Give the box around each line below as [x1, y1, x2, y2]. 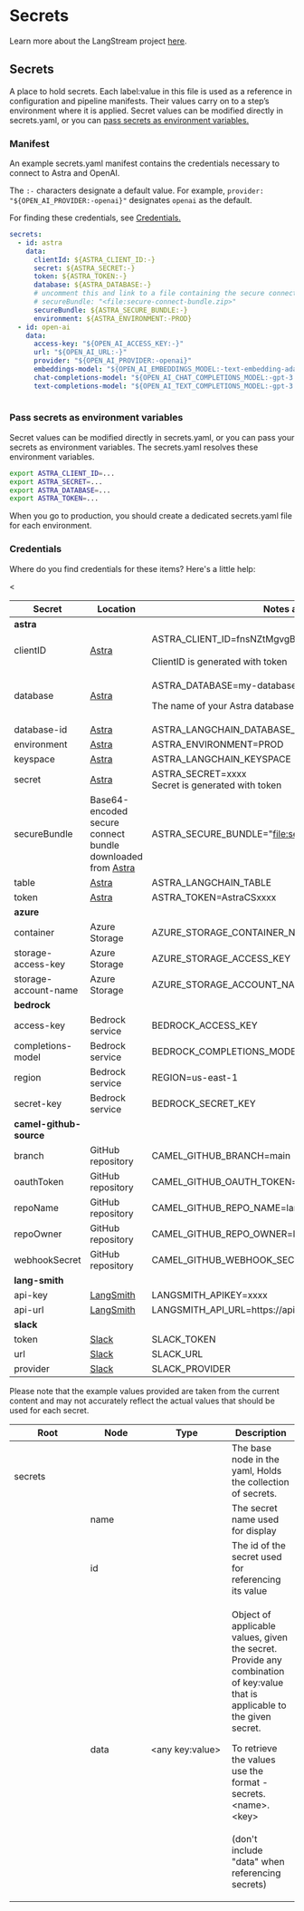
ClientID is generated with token [151, 655, 288, 667]
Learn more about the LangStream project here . [9, 35, 187, 46]
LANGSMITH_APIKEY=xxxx [151, 1288, 269, 1301]
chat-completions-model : [33, 373, 128, 382]
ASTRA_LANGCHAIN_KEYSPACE [151, 752, 291, 765]
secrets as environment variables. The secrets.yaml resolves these [9, 441, 259, 452]
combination [232, 1664, 285, 1677]
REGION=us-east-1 [151, 1071, 238, 1083]
